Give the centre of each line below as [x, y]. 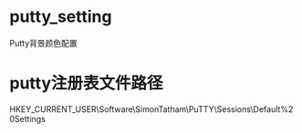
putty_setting [61, 17]
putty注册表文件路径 [86, 83]
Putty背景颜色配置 [43, 43]
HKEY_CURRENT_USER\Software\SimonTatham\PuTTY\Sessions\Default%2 [151, 109]
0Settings [27, 118]
